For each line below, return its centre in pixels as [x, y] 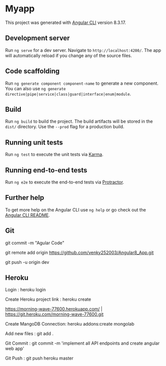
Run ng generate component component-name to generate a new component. [82, 83]
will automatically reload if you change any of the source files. [69, 55]
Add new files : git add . [29, 334]
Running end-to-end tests [46, 170]
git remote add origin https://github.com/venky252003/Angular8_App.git [80, 252]
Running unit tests [34, 142]
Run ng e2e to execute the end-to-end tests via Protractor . [65, 182]
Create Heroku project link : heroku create [48, 299]
